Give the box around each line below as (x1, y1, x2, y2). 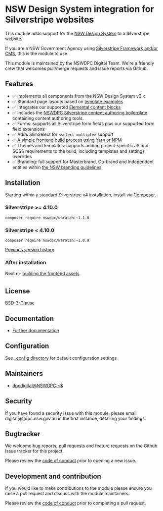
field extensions (12, 126, 45, 132)
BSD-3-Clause (5, 300, 35, 306)
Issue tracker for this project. (5, 448, 64, 454)
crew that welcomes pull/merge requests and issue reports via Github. (5, 65, 148, 71)
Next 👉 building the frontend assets (5, 271, 80, 277)
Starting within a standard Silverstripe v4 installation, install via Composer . (5, 192, 157, 198)
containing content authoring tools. (12, 115, 84, 121)
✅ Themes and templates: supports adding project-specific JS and (12, 142, 149, 148)
